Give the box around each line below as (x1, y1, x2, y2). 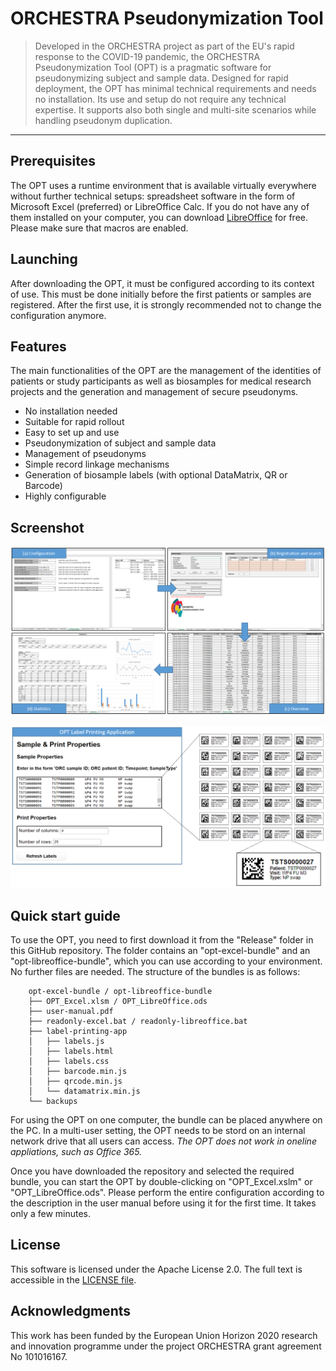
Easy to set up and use (24, 427, 120, 439)
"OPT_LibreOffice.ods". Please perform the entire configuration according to (10, 1187, 325, 1199)
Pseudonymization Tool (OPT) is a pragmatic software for (34, 61, 272, 73)
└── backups (28, 1097, 78, 1107)
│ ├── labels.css (28, 1057, 110, 1067)
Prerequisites (10, 153, 96, 170)
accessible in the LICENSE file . (10, 1273, 137, 1286)
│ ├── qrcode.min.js (28, 1077, 123, 1087)
